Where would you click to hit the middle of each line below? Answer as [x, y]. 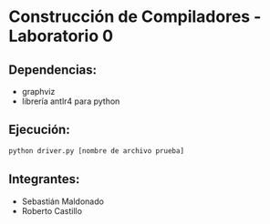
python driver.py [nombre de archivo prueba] [96, 151]
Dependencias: [53, 70]
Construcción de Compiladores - [135, 17]
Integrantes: [44, 179]
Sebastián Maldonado [62, 201]
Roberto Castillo [52, 210]
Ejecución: [39, 130]
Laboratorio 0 [61, 36]
